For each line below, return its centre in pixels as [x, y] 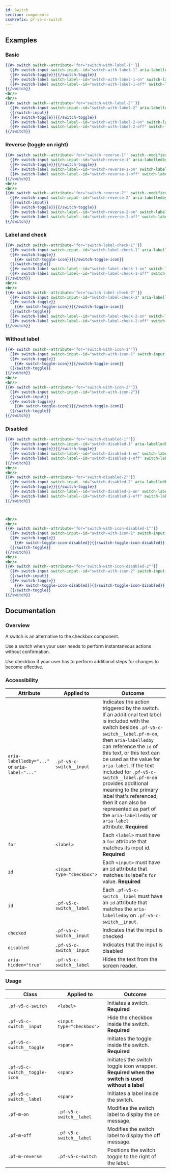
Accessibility [22, 680]
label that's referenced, [130, 796]
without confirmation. [28, 652]
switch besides [120, 727]
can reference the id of [130, 746]
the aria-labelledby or [130, 815]
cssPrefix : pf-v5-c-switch [34, 19]
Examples [21, 40]
